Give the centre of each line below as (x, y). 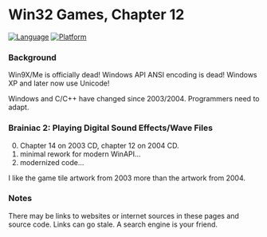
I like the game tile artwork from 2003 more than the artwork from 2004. (127, 178)
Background (33, 57)
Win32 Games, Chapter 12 (96, 15)
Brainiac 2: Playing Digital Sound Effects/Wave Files (111, 128)
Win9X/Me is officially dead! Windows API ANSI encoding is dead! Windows (133, 75)
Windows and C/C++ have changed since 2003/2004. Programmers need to (134, 99)
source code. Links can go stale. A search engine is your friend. (113, 224)
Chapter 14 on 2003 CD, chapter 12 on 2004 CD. (99, 145)
